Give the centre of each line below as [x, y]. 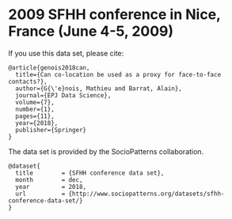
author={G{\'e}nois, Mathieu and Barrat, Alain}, [99, 89]
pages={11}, [35, 116]
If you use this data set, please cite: [66, 53]
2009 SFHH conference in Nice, [114, 15]
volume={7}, [35, 102]
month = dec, [49, 179]
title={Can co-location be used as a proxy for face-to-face [118, 74]
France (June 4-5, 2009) [91, 31]
